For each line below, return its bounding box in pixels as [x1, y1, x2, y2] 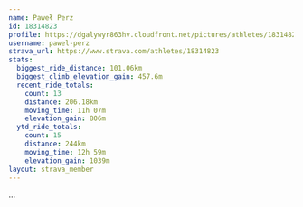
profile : [8, 30, 42, 39]
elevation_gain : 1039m [24, 155, 110, 165]
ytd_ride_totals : [16, 123, 82, 132]
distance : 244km [24, 139, 87, 148]
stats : [8, 55, 33, 64]
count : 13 [24, 89, 62, 98]
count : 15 [24, 131, 62, 140]
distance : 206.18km [24, 97, 99, 107]
